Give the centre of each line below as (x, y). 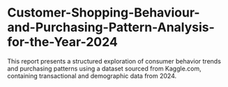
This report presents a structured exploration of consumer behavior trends (114, 61)
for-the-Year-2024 (63, 42)
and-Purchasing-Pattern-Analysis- (111, 27)
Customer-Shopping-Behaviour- (104, 13)
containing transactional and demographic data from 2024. (92, 76)
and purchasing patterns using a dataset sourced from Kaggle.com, (105, 68)
